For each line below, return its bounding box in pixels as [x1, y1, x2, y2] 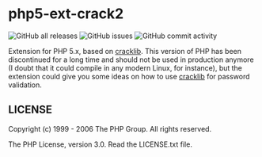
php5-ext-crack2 [8, 5, 124, 23]
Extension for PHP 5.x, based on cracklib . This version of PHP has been [8, 46, 241, 56]
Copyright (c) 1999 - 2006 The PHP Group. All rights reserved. [8, 124, 212, 133]
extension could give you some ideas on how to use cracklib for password [8, 71, 251, 81]
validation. [8, 80, 42, 90]
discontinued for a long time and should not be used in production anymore [8, 55, 255, 64]
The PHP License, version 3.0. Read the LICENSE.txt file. [8, 140, 192, 149]
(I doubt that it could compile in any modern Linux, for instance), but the [8, 63, 243, 72]
